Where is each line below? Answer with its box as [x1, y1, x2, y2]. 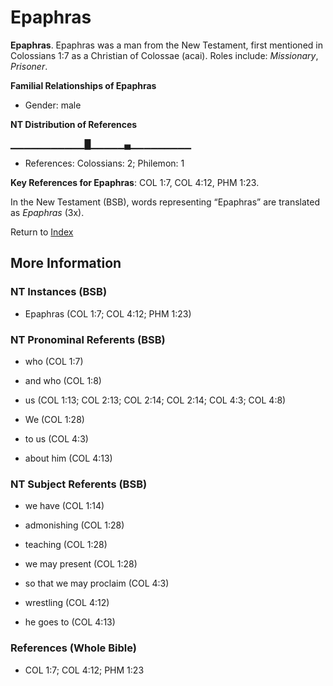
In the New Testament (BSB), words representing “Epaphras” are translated [10, 196, 321, 208]
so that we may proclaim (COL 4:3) [24, 577, 170, 590]
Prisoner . [10, 60, 48, 72]
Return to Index [10, 226, 74, 238]
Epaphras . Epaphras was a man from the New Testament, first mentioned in [10, 39, 323, 51]
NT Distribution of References [10, 118, 138, 130]
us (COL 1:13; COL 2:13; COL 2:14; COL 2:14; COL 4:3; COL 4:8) [24, 394, 287, 406]
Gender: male [24, 99, 82, 111]
